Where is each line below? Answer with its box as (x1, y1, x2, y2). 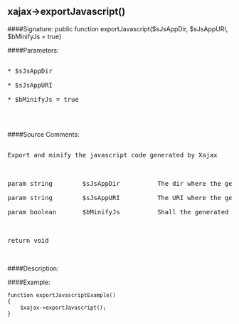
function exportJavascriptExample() (7, 291, 116, 298)
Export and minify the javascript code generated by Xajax (7, 151, 218, 159)
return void (7, 236, 49, 244)
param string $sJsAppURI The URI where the (7, 194, 222, 202)
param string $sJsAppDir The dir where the (7, 179, 222, 187)
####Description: (7, 263, 59, 273)
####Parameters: (7, 46, 59, 54)
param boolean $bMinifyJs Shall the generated (7, 208, 229, 216)
